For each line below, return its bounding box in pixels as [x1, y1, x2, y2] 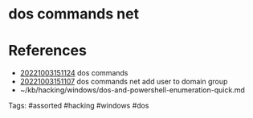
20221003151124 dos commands [19, 68, 129, 78]
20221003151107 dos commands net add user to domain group [19, 77, 228, 87]
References [8, 42, 87, 60]
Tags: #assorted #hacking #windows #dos [8, 101, 149, 111]
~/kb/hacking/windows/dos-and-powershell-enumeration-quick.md [19, 85, 245, 95]
